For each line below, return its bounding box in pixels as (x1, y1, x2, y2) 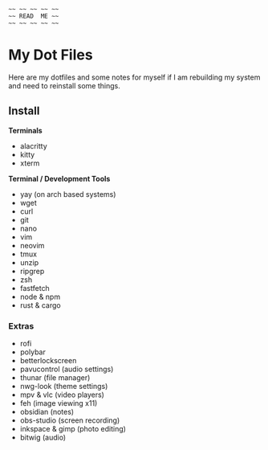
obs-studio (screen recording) (19, 415, 120, 425)
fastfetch (19, 283, 50, 292)
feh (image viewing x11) (19, 399, 98, 408)
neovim (19, 240, 45, 250)
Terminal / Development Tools (8, 174, 111, 183)
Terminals (8, 125, 43, 135)
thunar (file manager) (19, 373, 91, 382)
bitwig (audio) (19, 432, 67, 443)
